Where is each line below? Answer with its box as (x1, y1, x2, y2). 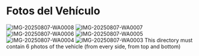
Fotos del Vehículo (6, 4, 101, 18)
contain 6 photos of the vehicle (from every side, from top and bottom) (6, 43, 181, 50)
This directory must (144, 36, 193, 43)
